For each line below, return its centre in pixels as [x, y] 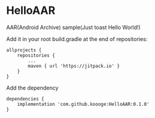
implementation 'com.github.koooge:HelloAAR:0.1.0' [83, 104]
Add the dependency [33, 88]
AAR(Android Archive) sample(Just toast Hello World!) [73, 27]
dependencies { [25, 99]
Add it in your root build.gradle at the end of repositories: [77, 39]
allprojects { [24, 50]
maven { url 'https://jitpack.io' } [74, 66]
